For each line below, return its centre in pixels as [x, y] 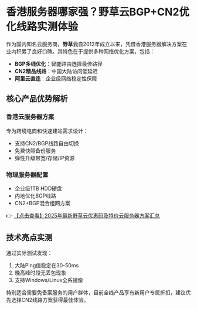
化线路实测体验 [42, 27]
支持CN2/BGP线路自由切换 [47, 143]
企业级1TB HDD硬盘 [38, 188]
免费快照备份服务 [35, 151]
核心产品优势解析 [37, 99]
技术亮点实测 [29, 238]
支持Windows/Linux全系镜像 [49, 280]
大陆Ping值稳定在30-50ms [47, 265]
